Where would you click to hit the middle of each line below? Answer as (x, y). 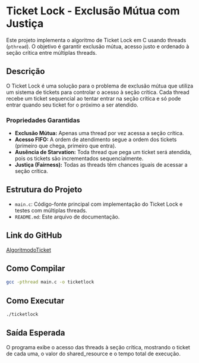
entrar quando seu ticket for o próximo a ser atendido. (72, 105)
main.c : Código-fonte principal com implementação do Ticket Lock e (99, 204)
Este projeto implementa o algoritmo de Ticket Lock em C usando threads (96, 40)
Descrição (26, 72)
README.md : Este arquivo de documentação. (67, 217)
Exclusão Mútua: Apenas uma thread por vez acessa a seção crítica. (99, 133)
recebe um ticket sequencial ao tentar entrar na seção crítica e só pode (94, 98)
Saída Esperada (36, 333)
